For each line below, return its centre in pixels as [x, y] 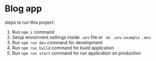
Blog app [23, 9]
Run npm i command [33, 32]
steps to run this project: [30, 22]
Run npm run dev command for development [57, 42]
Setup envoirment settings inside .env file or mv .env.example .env [81, 37]
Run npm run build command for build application [63, 48]
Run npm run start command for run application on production [76, 53]
